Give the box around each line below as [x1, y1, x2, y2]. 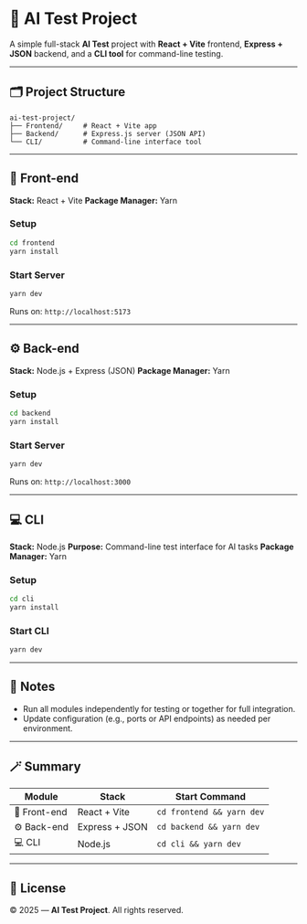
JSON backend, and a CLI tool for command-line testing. [9, 48, 224, 58]
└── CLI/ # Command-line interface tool [9, 137, 203, 146]
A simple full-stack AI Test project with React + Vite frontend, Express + [9, 38, 283, 49]
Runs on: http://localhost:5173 [9, 305, 131, 316]
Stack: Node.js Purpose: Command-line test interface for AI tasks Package [9, 541, 294, 552]
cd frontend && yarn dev [156, 807, 265, 817]
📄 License [9, 880, 67, 896]
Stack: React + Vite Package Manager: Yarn [9, 195, 178, 206]
